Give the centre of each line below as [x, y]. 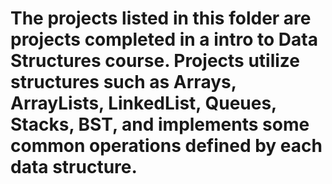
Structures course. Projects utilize [155, 61]
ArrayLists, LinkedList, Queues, [143, 103]
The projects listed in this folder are [161, 18]
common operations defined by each [166, 146]
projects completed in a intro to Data [164, 39]
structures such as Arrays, [123, 82]
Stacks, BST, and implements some [160, 124]
